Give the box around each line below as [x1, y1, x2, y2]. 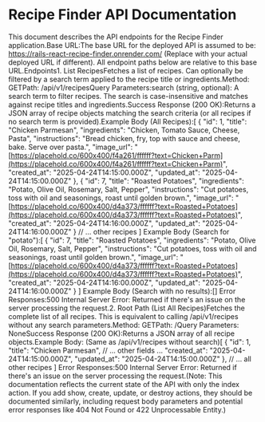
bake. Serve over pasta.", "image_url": [8, 142, 133, 152]
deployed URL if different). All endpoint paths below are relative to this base [8, 57, 258, 67]
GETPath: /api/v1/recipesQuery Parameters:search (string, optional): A [8, 82, 239, 93]
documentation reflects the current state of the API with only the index [8, 379, 239, 388]
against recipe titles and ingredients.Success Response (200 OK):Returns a [8, 100, 256, 109]
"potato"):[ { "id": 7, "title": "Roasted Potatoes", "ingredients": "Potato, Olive [8, 235, 257, 245]
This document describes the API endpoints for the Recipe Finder [8, 32, 223, 41]
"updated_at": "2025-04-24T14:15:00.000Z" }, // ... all [74, 353, 251, 364]
